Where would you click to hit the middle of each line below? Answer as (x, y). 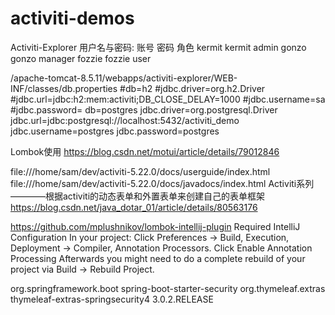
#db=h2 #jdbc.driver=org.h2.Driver (192, 88)
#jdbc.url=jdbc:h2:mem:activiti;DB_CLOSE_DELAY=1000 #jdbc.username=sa (168, 99)
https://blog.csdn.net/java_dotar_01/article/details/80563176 (134, 207)
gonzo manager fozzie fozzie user (81, 58)
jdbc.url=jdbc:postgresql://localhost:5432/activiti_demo (125, 120)
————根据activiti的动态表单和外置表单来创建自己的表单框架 (138, 196)
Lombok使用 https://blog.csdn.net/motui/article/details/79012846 (145, 151)
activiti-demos (72, 18)
